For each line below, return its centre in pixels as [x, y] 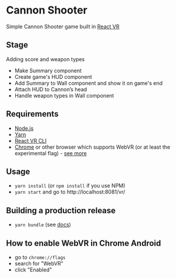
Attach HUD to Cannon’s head [51, 89]
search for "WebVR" [39, 263]
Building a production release [61, 210]
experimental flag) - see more [50, 153]
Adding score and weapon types [45, 59]
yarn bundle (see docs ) [43, 225]
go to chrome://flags [40, 257]
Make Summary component [48, 71]
